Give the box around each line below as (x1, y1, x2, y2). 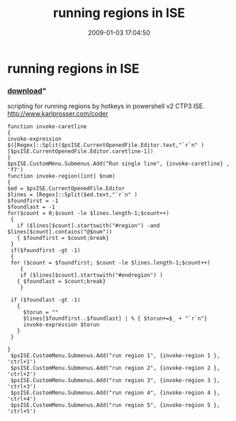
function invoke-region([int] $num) (7, 173, 116, 180)
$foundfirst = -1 (7, 197, 59, 204)
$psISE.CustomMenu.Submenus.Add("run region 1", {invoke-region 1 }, (10, 352, 220, 359)
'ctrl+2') (7, 371, 37, 378)
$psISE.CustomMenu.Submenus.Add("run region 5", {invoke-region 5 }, (10, 402, 220, 409)
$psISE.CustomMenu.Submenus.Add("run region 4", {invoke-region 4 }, (10, 389, 220, 397)
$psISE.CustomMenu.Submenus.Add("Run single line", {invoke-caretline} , (7, 161, 230, 168)
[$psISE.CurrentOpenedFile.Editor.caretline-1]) (7, 148, 154, 155)
